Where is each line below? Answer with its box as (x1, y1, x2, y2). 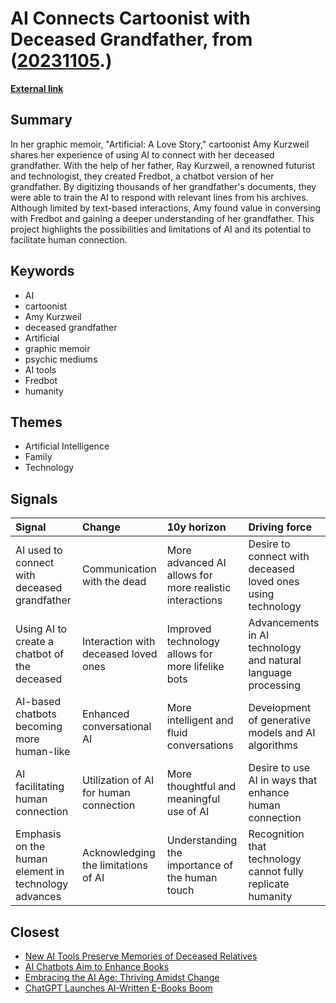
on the (15, 840, 46, 854)
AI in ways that (248, 773, 318, 787)
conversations (166, 738, 234, 752)
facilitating (15, 780, 65, 794)
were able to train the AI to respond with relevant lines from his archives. (10, 191, 309, 203)
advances (15, 890, 62, 904)
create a (15, 635, 55, 649)
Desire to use (248, 761, 311, 775)
